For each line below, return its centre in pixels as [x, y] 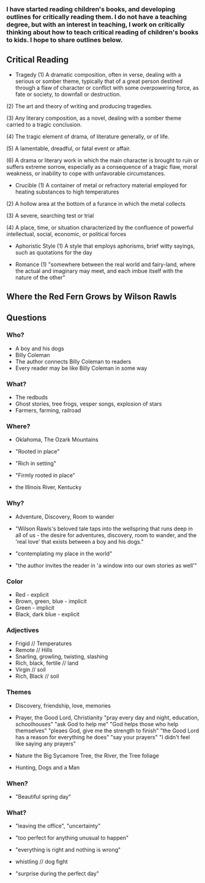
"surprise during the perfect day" [57, 874]
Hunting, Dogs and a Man [47, 767]
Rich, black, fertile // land [47, 663]
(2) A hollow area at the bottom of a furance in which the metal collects [96, 203]
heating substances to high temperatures [67, 192]
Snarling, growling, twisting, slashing [61, 657]
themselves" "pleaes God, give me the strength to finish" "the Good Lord [107, 731]
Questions [27, 317]
